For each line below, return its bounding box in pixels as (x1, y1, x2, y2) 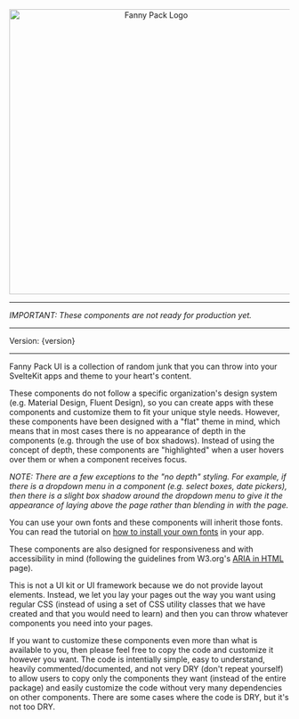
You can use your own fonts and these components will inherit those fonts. (9, 517, 283, 527)
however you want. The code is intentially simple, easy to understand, (9, 654, 265, 665)
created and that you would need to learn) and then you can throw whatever (9, 609, 289, 618)
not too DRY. (9, 701, 56, 712)
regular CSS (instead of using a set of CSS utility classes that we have (9, 599, 266, 609)
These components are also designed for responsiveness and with (9, 543, 254, 554)
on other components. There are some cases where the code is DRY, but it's (9, 692, 289, 702)
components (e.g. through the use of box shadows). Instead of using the (9, 436, 275, 445)
